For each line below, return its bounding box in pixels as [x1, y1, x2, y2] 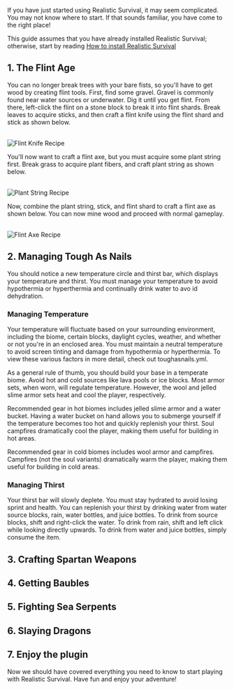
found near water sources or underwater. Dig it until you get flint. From [7, 95, 210, 104]
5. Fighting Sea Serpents [7, 601, 117, 613]
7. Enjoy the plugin [7, 649, 89, 661]
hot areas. [7, 434, 36, 442]
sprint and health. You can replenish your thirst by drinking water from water [7, 504, 227, 512]
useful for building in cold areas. [7, 462, 100, 471]
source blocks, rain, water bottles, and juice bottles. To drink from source [7, 511, 218, 519]
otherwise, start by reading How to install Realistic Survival [7, 42, 177, 50]
